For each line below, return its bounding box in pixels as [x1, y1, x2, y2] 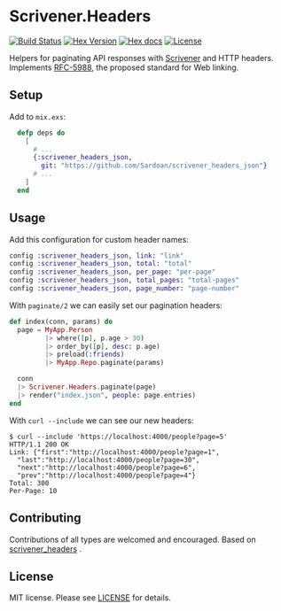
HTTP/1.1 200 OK [9, 440, 69, 449]
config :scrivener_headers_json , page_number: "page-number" [9, 284, 240, 293]
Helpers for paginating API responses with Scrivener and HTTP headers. [9, 52, 274, 63]
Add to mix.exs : [9, 111, 66, 121]
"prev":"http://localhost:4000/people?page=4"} [17, 471, 197, 480]
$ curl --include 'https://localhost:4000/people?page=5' [9, 432, 228, 441]
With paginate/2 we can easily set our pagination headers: [9, 299, 223, 311]
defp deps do [17, 128, 66, 137]
